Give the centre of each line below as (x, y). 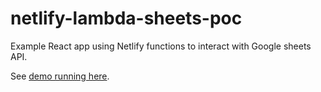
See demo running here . (60, 76)
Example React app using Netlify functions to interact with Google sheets (161, 46)
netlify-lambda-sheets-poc (126, 18)
